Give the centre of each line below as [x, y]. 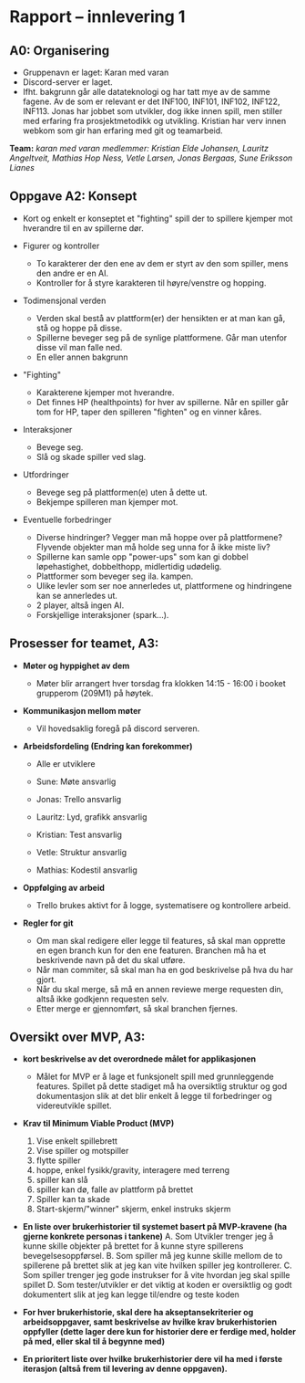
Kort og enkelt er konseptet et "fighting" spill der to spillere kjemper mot [158, 218]
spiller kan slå [62, 1180]
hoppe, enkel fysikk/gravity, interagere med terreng [133, 1170]
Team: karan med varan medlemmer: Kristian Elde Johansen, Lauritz [139, 148]
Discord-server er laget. [68, 82]
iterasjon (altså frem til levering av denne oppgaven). [125, 1369]
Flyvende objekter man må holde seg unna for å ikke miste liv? [153, 547]
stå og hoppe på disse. [79, 328]
